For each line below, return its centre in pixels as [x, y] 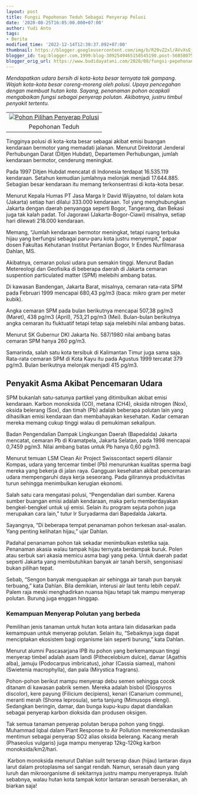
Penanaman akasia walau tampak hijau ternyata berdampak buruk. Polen [94, 549]
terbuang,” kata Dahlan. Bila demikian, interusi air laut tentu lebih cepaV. [93, 586]
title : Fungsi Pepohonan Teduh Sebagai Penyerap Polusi [76, 17]
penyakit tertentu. [28, 103]
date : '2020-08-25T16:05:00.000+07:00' [55, 22]
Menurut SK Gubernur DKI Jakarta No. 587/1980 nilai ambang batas [88, 334]
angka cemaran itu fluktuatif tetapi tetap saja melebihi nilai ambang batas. [96, 323]
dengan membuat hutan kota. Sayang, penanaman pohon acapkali [88, 91]
